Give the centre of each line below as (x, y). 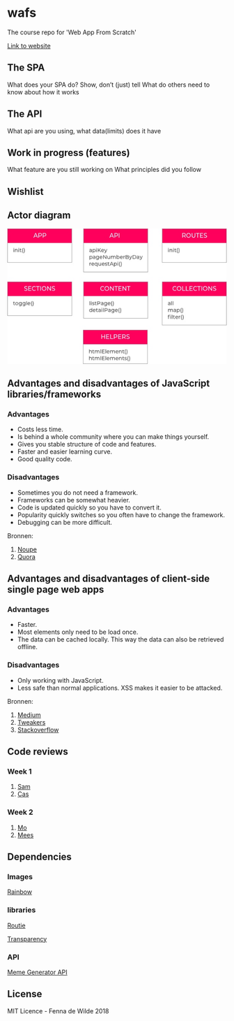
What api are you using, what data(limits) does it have (84, 131)
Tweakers (31, 722)
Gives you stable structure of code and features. (87, 444)
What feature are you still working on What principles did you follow (104, 170)
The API (25, 114)
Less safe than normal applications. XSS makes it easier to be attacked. (120, 688)
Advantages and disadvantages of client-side (109, 579)
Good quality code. (45, 459)
